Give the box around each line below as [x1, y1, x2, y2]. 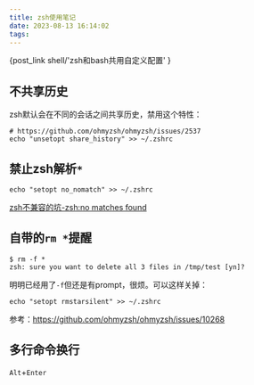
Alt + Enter [9, 366, 47, 377]
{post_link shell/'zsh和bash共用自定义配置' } [9, 55, 172, 66]
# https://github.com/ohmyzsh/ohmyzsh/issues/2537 [9, 127, 201, 136]
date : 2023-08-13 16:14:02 [9, 21, 110, 30]
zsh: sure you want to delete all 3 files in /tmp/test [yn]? [9, 262, 245, 272]
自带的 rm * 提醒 [9, 231, 92, 246]
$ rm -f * [9, 255, 46, 264]
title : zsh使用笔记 [9, 12, 77, 22]
